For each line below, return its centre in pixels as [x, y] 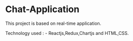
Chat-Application [42, 9]
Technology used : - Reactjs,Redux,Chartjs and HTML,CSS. [67, 33]
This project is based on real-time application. [53, 23]
